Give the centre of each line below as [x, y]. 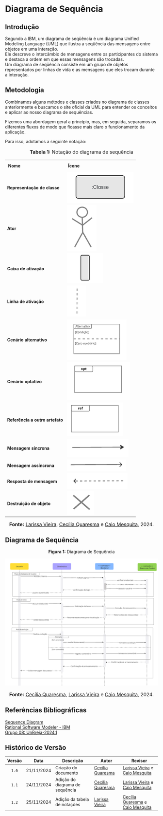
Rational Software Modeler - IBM [38, 727]
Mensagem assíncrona [31, 465]
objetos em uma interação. [32, 49]
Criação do [66, 768]
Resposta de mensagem [32, 482]
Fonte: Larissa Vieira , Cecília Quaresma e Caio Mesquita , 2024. [81, 524]
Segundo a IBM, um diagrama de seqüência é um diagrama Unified [72, 38]
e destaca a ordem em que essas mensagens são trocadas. [65, 59]
